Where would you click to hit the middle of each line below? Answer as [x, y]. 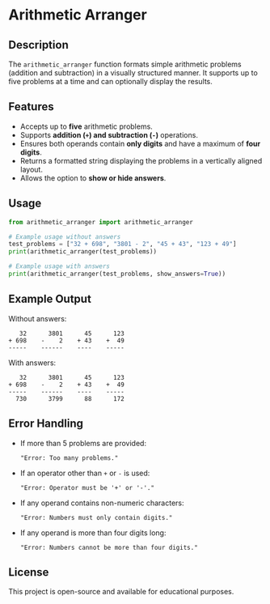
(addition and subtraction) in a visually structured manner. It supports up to [133, 73]
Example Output [50, 299]
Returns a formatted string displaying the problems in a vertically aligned [141, 160]
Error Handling [46, 424]
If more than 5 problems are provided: [83, 443]
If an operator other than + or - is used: [85, 473]
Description [38, 45]
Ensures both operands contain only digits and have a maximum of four [140, 143]
